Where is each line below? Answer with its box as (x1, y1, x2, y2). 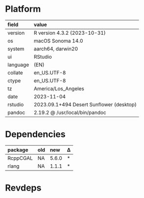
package (7, 146, 28, 153)
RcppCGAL (7, 154, 33, 161)
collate (7, 69, 23, 76)
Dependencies (5, 129, 66, 140)
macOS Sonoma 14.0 (33, 37, 83, 44)
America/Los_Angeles (33, 85, 84, 92)
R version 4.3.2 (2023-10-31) (33, 29, 106, 36)
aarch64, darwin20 (33, 45, 78, 52)
